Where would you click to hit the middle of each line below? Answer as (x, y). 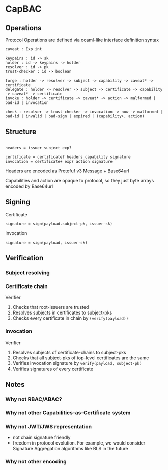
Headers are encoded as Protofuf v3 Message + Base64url (67, 171)
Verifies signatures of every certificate (53, 369)
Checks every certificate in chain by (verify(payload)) (71, 318)
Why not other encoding (36, 461)
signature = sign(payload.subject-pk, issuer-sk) (59, 224)
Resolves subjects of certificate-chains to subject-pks (69, 352)
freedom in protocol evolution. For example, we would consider (79, 443)
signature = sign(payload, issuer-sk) (46, 243)
